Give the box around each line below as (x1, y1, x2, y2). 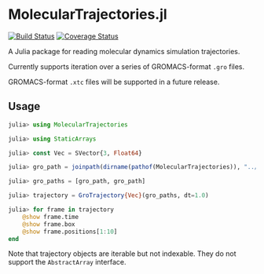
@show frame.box (22, 220, 76, 228)
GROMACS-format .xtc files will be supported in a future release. (8, 77, 220, 86)
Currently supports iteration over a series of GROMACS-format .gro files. (8, 61, 245, 71)
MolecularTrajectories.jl (8, 5, 167, 24)
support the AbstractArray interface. (8, 258, 126, 267)
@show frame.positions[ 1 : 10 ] (22, 228, 118, 236)
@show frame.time (22, 213, 79, 221)
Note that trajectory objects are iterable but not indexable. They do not (8, 249, 236, 258)
